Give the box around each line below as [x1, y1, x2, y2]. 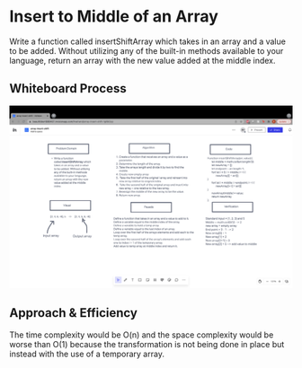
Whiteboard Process [9, 81, 128, 96]
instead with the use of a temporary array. [9, 348, 164, 359]
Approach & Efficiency [9, 305, 138, 320]
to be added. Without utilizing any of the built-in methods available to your [9, 45, 284, 56]
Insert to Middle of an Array [9, 6, 218, 27]
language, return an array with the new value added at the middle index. [9, 55, 276, 66]
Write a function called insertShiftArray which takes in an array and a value [9, 36, 286, 47]
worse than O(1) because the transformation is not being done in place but [9, 338, 285, 349]
